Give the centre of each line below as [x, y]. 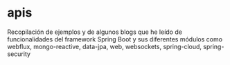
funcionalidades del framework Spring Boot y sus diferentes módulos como [115, 39]
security [19, 54]
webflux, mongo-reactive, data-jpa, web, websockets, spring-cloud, [105, 46]
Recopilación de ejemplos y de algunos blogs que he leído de [95, 32]
